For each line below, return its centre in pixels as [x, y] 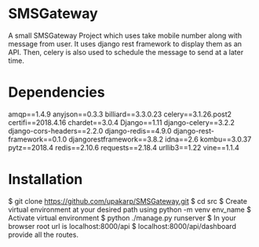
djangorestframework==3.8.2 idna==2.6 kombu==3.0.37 [160, 139]
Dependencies [57, 92]
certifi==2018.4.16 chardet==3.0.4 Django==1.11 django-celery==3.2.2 [122, 122]
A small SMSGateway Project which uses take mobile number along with [125, 35]
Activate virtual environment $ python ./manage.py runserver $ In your [122, 218]
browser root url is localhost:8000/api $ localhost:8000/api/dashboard [122, 226]
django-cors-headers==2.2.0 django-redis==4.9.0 [90, 131]
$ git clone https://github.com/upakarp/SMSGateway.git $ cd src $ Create [128, 201]
